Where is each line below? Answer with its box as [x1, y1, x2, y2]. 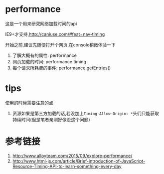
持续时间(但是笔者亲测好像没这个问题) [12, 116, 91, 123]
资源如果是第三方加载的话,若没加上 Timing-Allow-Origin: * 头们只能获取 [12, 110, 160, 116]
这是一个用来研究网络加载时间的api [5, 20, 77, 26]
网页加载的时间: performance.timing [12, 58, 86, 64]
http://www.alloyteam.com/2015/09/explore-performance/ [12, 153, 133, 159]
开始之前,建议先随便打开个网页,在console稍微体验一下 [5, 41, 116, 48]
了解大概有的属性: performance [12, 52, 77, 58]
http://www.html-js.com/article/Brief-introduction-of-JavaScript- [12, 158, 146, 164]
